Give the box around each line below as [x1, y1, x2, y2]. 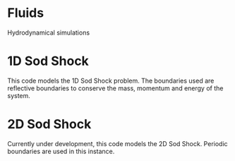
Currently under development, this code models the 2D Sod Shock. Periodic [7, 139, 228, 148]
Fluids [7, 5, 44, 21]
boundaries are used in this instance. [7, 147, 115, 155]
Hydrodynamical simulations [7, 28, 90, 37]
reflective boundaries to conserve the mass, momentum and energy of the [7, 83, 224, 93]
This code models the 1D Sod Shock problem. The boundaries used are [7, 76, 215, 85]
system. [7, 91, 30, 100]
